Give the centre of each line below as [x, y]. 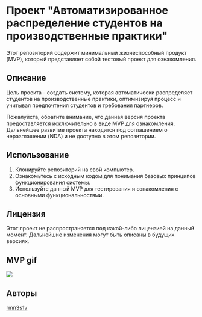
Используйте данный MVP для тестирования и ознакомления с [96, 189]
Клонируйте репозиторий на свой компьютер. [74, 170]
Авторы [22, 293]
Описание [26, 78]
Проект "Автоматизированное [87, 11]
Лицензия [26, 214]
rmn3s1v [17, 308]
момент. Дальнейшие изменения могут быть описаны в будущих [90, 235]
